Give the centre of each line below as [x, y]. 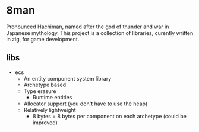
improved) [45, 123]
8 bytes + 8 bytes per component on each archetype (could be [110, 116]
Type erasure [40, 91]
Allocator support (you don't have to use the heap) [86, 104]
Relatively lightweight [50, 110]
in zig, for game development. [43, 39]
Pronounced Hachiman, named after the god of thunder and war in [88, 27]
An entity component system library [67, 78]
